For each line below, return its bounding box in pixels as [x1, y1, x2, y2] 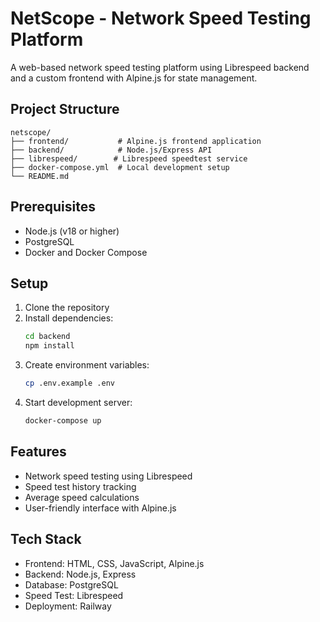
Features [10, 443, 67, 461]
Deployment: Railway [24, 600, 112, 612]
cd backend [24, 332, 71, 342]
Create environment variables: [24, 359, 150, 371]
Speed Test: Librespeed [24, 589, 124, 601]
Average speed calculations [24, 491, 140, 503]
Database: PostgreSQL [24, 578, 119, 591]
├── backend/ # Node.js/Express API [10, 145, 213, 155]
